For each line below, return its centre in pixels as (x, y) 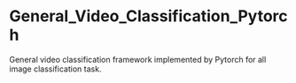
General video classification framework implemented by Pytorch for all (138, 59)
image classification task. (55, 69)
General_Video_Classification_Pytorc (148, 16)
